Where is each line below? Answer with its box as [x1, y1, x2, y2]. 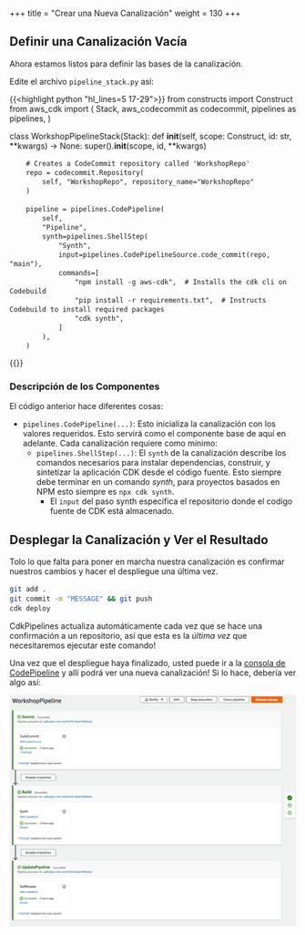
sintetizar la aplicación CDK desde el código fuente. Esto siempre [36, 467, 282, 478]
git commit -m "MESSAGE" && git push [9, 594, 153, 603]
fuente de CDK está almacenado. [49, 506, 175, 517]
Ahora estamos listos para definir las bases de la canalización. [9, 58, 244, 69]
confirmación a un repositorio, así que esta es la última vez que [9, 630, 248, 641]
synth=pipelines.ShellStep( [42, 231, 148, 241]
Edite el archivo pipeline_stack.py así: [9, 76, 155, 87]
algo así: [9, 676, 41, 687]
